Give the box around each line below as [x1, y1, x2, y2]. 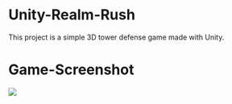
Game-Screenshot [8, 60, 135, 79]
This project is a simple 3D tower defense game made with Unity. [8, 32, 225, 42]
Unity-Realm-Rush [8, 6, 135, 24]
